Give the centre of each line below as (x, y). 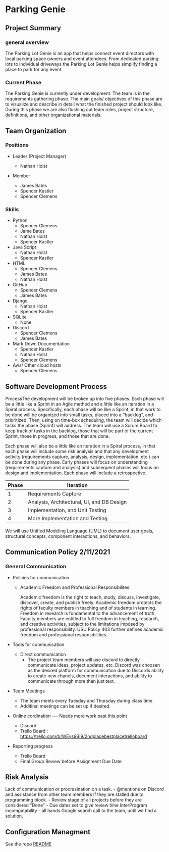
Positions (17, 145)
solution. (14, 816)
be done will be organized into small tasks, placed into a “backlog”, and (79, 415)
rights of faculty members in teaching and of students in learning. (88, 608)
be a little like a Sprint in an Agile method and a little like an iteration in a (80, 404)
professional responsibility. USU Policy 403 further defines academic (92, 629)
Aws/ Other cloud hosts (37, 365)
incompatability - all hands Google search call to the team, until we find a (81, 811)
